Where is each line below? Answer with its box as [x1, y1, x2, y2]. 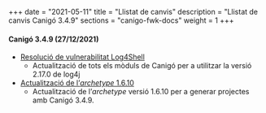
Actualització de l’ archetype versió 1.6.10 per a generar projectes [32, 87, 250, 97]
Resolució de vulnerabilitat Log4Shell [20, 52, 145, 62]
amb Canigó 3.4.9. [32, 95, 95, 105]
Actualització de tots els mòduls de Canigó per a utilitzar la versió [32, 61, 252, 71]
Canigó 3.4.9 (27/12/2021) [8, 34, 99, 44]
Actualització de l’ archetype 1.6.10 [20, 78, 134, 88]
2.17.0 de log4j [32, 69, 81, 80]
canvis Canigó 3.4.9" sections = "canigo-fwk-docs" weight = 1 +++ [8, 15, 234, 25]
